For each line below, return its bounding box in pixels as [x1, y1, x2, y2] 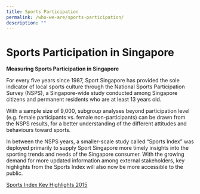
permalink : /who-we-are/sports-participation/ [6, 14, 124, 20]
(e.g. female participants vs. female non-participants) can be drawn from [6, 114, 186, 121]
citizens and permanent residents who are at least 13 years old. [6, 96, 162, 103]
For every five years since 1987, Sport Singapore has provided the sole [6, 77, 180, 84]
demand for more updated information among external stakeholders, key [6, 157, 185, 164]
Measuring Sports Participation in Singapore [6, 65, 119, 72]
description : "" [6, 20, 47, 26]
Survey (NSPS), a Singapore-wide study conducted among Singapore [6, 90, 178, 97]
